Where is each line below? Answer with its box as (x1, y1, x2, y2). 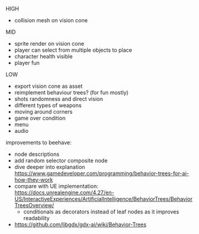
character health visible (14, 53, 73, 60)
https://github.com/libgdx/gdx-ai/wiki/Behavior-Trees (14, 221, 147, 228)
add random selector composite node (14, 157, 108, 164)
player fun (14, 60, 40, 66)
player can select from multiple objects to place (14, 46, 133, 54)
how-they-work (14, 176, 54, 183)
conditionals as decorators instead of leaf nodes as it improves (23, 208, 180, 215)
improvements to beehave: (5, 139, 72, 146)
